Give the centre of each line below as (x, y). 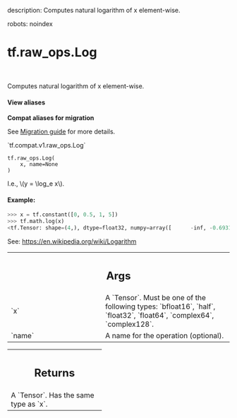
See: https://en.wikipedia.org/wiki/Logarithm (72, 241)
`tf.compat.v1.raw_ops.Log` (47, 145)
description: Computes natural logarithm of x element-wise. (94, 10)
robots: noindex (30, 24)
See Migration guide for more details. (61, 132)
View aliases (26, 102)
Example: (22, 200)
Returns (55, 373)
